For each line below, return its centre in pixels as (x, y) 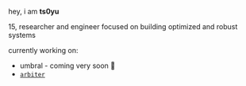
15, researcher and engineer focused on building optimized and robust (123, 26)
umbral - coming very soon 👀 (67, 65)
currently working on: (43, 50)
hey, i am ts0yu (34, 11)
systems (22, 35)
